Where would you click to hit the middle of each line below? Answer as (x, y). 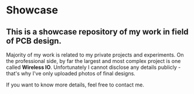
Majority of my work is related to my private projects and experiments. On (95, 55)
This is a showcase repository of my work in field (97, 32)
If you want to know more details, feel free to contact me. (75, 85)
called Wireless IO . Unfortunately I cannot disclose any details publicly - (93, 67)
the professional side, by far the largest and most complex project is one (93, 61)
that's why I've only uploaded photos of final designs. (71, 73)
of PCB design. (34, 41)
